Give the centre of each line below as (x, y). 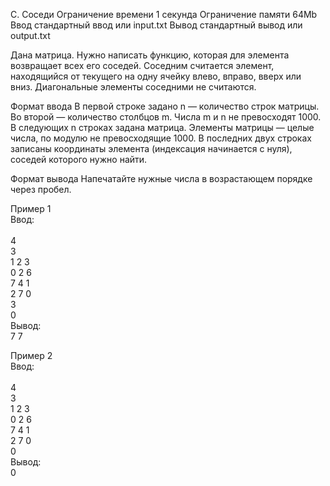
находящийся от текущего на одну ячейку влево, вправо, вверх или (156, 76)
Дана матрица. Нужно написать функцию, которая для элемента (150, 55)
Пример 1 (31, 208)
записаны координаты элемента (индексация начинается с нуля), (151, 148)
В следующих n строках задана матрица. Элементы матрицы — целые (162, 127)
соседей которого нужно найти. (79, 159)
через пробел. (41, 189)
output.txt (30, 35)
